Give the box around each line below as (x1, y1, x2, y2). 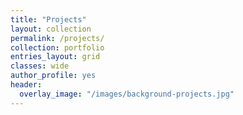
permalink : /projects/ (10, 33, 105, 43)
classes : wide (10, 61, 70, 71)
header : (10, 80, 43, 90)
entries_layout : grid (10, 52, 101, 62)
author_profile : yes (10, 71, 97, 81)
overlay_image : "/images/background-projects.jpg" (19, 89, 235, 99)
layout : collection (10, 24, 92, 34)
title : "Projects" (10, 14, 87, 25)
